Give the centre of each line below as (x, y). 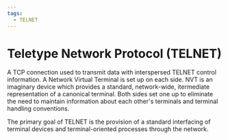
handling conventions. (38, 109)
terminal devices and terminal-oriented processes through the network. (108, 129)
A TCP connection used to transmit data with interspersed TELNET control (112, 72)
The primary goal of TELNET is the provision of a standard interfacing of (109, 122)
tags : (15, 13)
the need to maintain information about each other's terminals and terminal (113, 101)
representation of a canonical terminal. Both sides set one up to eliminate (110, 94)
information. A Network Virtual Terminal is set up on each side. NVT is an (110, 80)
